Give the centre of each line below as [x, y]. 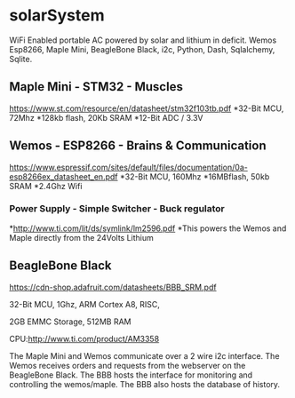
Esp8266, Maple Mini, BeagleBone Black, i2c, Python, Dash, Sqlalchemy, [142, 49]
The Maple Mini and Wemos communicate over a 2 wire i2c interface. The [144, 355]
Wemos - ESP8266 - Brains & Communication [138, 146]
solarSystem [57, 16]
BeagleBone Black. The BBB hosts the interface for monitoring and [131, 375]
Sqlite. [21, 59]
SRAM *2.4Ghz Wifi [46, 186]
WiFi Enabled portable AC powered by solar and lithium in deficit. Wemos [143, 40]
